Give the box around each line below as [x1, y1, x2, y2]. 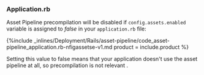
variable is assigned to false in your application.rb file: [6, 25, 147, 32]
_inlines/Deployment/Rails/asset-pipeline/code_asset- [33, 37, 170, 45]
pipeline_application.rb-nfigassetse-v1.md [6, 43, 113, 51]
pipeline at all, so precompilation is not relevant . [6, 62, 129, 69]
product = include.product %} [113, 43, 189, 51]
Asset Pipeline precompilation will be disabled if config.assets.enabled [6, 19, 186, 26]
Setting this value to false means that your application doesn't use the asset [6, 55, 198, 63]
